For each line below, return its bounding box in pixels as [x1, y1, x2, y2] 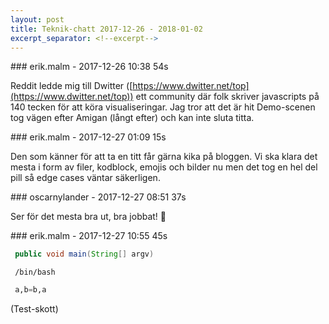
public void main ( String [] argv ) [14, 249, 155, 260]
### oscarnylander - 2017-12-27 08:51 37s [10, 191, 187, 203]
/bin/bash [14, 267, 56, 278]
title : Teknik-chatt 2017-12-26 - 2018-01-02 [10, 24, 203, 34]
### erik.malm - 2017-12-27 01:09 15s [10, 131, 167, 143]
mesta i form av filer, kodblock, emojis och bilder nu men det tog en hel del [10, 161, 318, 173]
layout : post [10, 14, 65, 25]
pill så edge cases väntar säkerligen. [10, 172, 161, 184]
